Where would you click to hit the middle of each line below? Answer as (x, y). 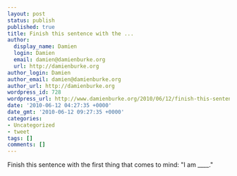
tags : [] (20, 138)
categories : (25, 118)
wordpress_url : (30, 99)
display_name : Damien (45, 46)
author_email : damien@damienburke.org (64, 79)
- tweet (19, 132)
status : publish (31, 20)
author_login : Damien (39, 73)
